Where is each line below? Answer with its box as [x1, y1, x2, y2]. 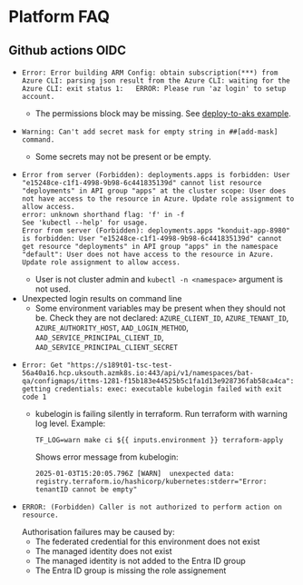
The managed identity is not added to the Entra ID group [34, 556, 246, 566]
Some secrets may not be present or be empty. [34, 152, 211, 162]
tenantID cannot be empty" [34, 485, 138, 494]
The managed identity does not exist [34, 546, 173, 556]
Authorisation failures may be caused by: [21, 527, 175, 537]
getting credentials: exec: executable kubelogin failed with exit [21, 384, 282, 393]
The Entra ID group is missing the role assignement [34, 565, 227, 576]
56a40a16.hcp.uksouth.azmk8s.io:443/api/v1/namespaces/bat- [21, 369, 254, 378]
